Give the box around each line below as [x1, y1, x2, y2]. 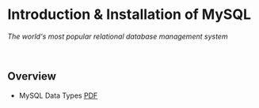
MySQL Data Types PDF [18, 91, 98, 100]
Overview [7, 69, 57, 84]
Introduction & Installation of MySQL [7, 6, 251, 24]
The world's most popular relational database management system [7, 32, 228, 41]
